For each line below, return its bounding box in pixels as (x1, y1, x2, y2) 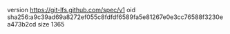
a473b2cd (7, 20, 37, 28)
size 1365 (37, 20, 65, 28)
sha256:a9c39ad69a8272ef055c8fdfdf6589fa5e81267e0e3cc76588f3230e (7, 13, 223, 21)
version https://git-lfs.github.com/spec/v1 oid (7, 6, 136, 14)
